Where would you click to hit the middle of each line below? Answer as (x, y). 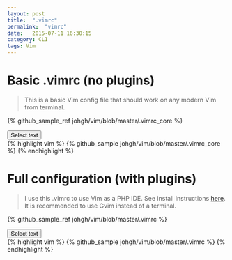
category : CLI (28, 40)
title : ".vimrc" (32, 20)
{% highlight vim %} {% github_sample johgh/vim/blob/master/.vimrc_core (114, 143)
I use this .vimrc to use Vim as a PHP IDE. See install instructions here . (125, 198)
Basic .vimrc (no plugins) (81, 81)
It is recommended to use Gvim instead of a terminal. (100, 206)
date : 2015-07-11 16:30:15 (49, 33)
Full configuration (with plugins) (102, 179)
